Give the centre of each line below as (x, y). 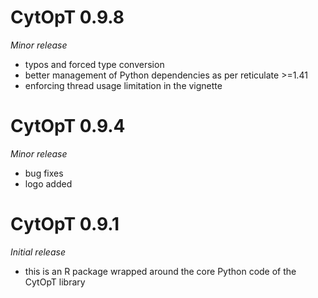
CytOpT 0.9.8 (67, 17)
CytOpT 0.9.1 (65, 224)
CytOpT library (55, 282)
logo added (48, 183)
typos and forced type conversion (94, 64)
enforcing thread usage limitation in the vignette (123, 85)
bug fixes (44, 173)
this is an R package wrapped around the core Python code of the (160, 271)
